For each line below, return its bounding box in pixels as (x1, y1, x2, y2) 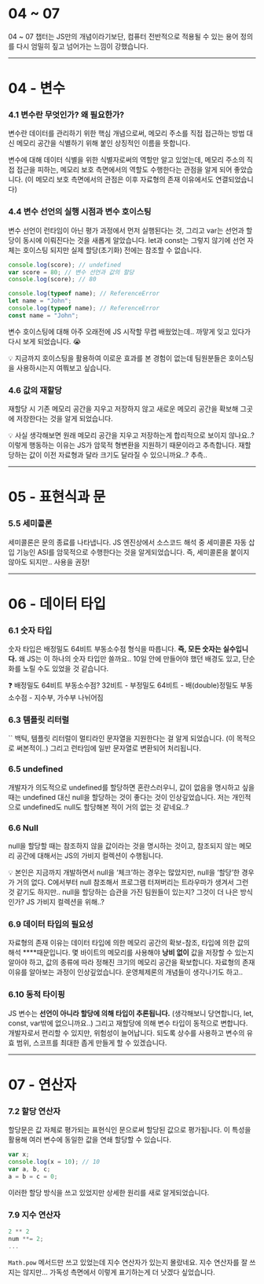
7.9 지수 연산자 (8, 1209, 61, 1220)
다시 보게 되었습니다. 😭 (8, 336, 82, 346)
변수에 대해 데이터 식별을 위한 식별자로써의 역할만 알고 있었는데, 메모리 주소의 (8, 155, 245, 165)
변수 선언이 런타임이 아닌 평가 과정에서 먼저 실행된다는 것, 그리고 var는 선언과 (8, 226, 245, 235)
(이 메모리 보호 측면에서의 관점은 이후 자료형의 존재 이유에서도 (24, 174, 214, 185)
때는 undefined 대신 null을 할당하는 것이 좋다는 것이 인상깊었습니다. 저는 (8, 792, 230, 802)
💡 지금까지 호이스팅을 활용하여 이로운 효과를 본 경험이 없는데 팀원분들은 (8, 353, 227, 362)
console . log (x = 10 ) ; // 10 (8, 1157, 101, 1165)
